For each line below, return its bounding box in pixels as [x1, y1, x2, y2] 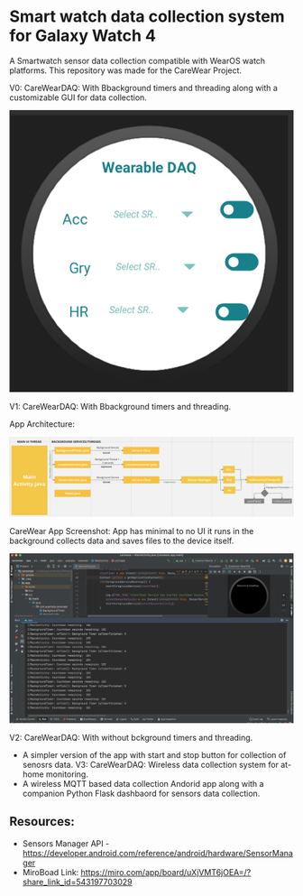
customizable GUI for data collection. [9, 92, 147, 103]
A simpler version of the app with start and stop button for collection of [22, 750, 287, 761]
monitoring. [45, 769, 88, 780]
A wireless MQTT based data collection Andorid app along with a [22, 779, 264, 790]
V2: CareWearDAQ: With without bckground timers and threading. [9, 733, 253, 744]
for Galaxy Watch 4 [9, 25, 156, 46]
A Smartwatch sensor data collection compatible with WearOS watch [9, 55, 266, 66]
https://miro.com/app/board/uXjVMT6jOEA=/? [80, 866, 252, 877]
